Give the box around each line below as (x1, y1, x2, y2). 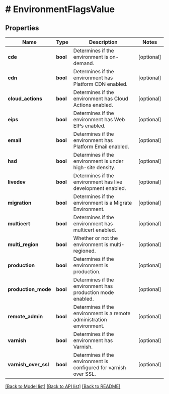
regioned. (73, 248, 96, 254)
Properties (5, 24, 39, 32)
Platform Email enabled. (73, 143, 129, 150)
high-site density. (73, 164, 116, 171)
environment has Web (73, 116, 125, 123)
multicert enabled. (73, 226, 117, 233)
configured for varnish (73, 364, 126, 371)
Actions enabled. (73, 102, 113, 108)
